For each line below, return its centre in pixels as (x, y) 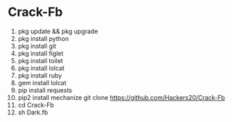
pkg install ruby (40, 75)
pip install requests (45, 90)
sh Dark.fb (33, 112)
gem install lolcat (42, 82)
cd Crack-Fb (36, 105)
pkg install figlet (41, 53)
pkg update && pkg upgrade (58, 31)
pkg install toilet (40, 60)
